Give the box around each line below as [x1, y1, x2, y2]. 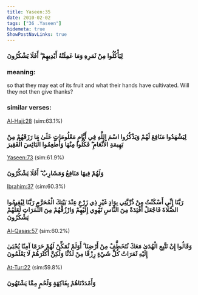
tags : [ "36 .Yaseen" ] [7, 20, 62, 26]
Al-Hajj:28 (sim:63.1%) [7, 117, 63, 125]
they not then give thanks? [7, 88, 73, 95]
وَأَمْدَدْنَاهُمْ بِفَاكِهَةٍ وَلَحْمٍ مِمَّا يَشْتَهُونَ [7, 279, 96, 287]
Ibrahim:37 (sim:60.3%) [7, 183, 66, 190]
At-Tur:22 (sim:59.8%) [7, 263, 63, 271]
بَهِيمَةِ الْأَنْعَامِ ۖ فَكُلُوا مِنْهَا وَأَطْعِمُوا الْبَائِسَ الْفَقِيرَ [7, 140, 124, 148]
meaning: [7, 68, 36, 76]
